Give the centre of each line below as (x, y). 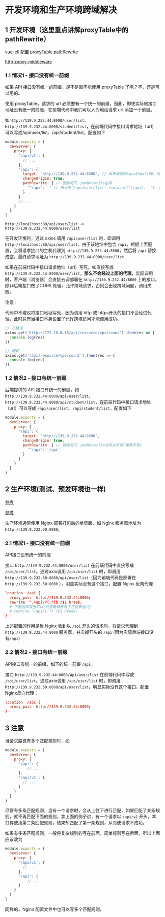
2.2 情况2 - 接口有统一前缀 (36, 652)
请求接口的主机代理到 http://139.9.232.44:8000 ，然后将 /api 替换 (89, 251)
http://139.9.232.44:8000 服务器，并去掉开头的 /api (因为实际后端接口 (77, 632)
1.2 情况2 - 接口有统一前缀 (36, 378)
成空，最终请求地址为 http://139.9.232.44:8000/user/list (65, 257)
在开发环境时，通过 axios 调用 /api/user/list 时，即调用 (63, 238)
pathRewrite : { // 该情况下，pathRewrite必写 (68, 183)
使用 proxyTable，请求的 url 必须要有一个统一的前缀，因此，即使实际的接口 (81, 103)
